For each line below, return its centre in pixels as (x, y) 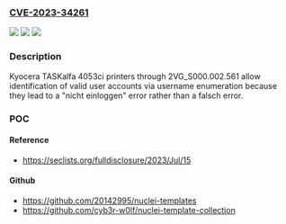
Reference (29, 140)
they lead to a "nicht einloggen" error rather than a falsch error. (126, 95)
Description (36, 57)
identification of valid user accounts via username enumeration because (143, 85)
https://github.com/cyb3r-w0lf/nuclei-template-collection (129, 210)
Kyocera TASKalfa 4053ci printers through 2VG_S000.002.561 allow (135, 76)
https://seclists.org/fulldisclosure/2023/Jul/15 (107, 160)
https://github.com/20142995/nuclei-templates (109, 201)
